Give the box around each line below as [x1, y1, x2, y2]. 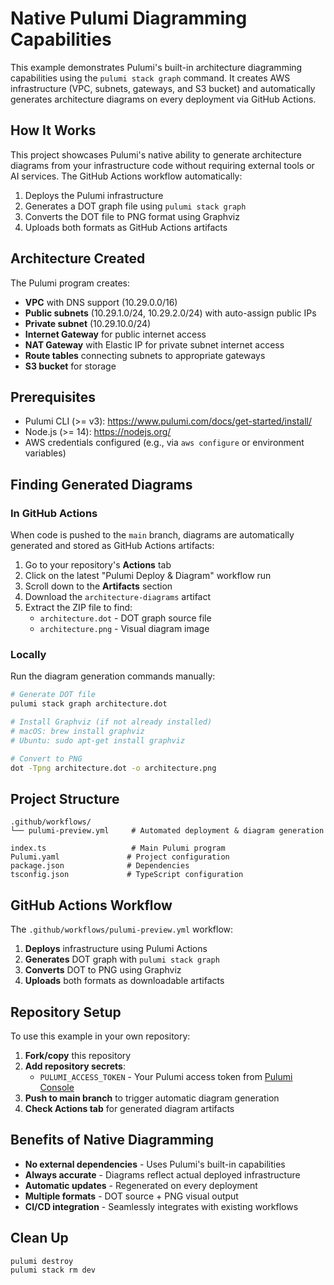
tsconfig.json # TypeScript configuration [10, 870, 244, 880]
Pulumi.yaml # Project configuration [10, 852, 230, 862]
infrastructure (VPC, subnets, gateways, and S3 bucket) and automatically [10, 82, 316, 94]
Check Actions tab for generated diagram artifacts [24, 1102, 235, 1114]
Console [39, 1081, 75, 1093]
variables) [24, 447, 67, 459]
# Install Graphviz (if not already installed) [10, 717, 213, 727]
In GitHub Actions [10, 506, 98, 520]
